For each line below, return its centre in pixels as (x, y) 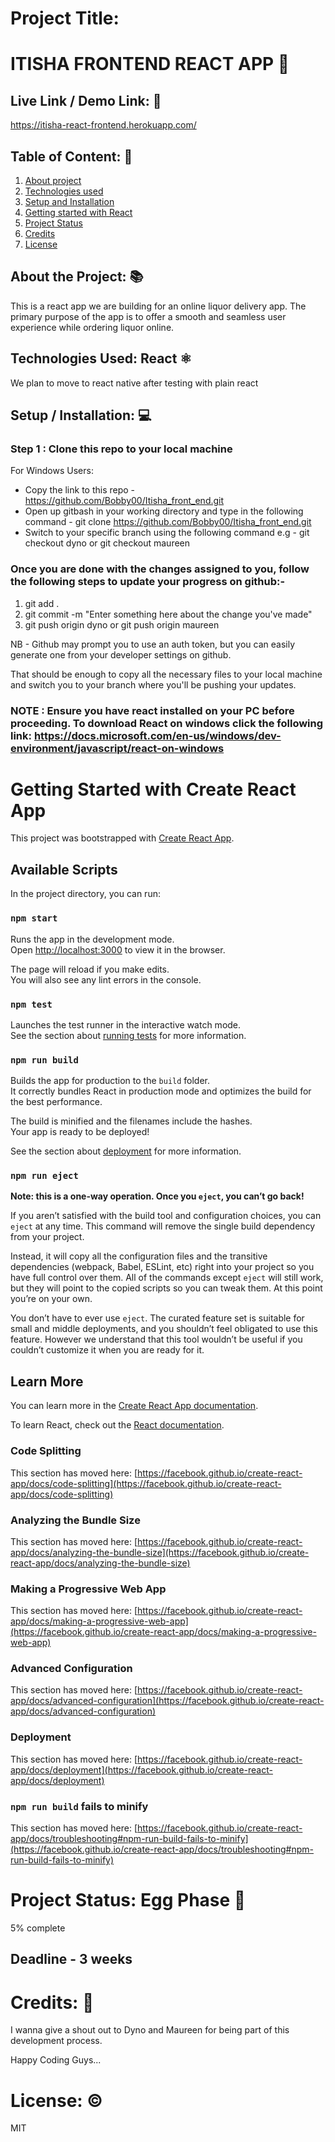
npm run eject (44, 1176)
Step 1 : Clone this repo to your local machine (121, 449)
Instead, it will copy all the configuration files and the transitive (139, 1256)
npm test (31, 1004)
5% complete (38, 1928)
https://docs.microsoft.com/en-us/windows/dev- (157, 735)
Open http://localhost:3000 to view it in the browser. (118, 949)
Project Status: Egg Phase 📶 (128, 1900)
